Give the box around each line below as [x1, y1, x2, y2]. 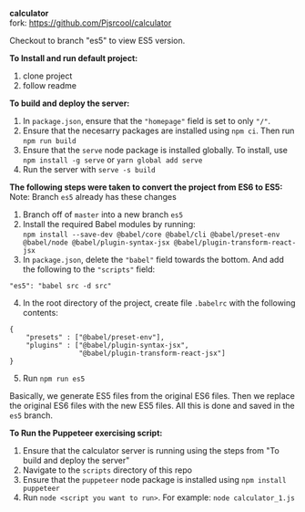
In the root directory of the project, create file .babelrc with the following [22, 298, 296, 308]
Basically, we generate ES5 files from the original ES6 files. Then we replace [9, 391, 296, 401]
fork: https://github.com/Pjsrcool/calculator [9, 17, 172, 28]
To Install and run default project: [9, 53, 138, 63]
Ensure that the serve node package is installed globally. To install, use [22, 145, 289, 155]
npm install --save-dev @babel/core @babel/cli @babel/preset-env [22, 230, 280, 239]
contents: [22, 308, 59, 318]
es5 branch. [9, 410, 53, 421]
